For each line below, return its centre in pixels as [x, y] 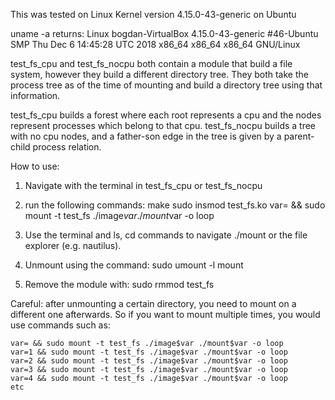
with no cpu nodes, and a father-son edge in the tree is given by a [146, 136]
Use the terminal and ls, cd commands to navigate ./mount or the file [166, 235]
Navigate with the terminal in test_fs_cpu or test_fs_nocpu [143, 185]
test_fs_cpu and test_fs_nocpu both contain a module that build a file [151, 63]
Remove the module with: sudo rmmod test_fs [119, 284]
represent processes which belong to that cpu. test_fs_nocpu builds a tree [163, 125]
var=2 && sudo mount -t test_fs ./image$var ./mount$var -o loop [149, 361]
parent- [299, 136]
